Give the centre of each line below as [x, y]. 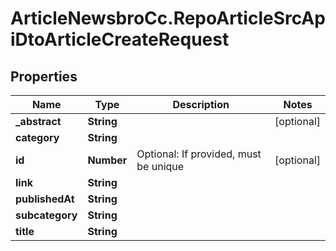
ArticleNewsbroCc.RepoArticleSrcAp [168, 18]
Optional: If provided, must [199, 154]
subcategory [46, 215]
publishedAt [45, 199]
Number [107, 160]
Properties [44, 76]
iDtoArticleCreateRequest [120, 39]
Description [201, 104]
